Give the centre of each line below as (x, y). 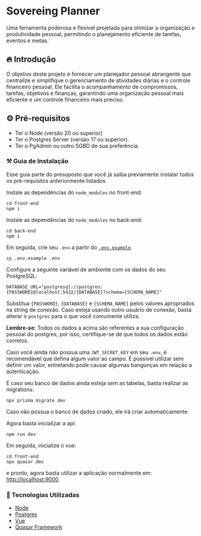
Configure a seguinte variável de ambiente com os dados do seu (86, 270)
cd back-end (21, 231)
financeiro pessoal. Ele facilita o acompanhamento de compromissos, (92, 87)
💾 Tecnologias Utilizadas (43, 494)
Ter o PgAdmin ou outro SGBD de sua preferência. (77, 146)
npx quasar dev (25, 461)
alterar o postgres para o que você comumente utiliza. (73, 316)
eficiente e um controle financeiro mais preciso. (65, 99)
